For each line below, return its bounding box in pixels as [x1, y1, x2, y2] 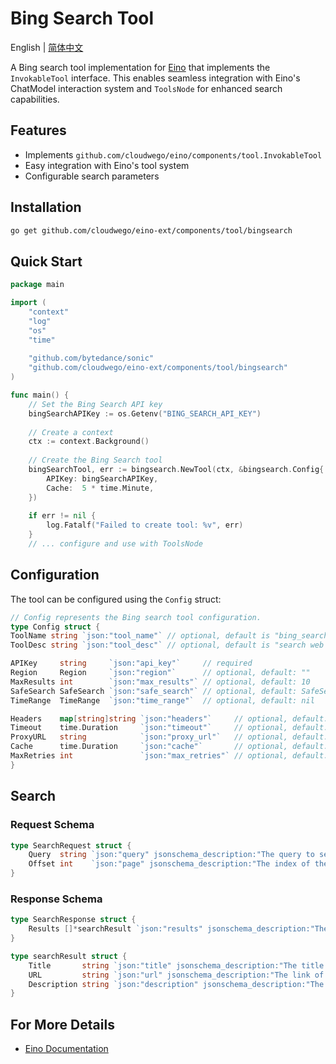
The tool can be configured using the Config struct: [10, 593, 222, 605]
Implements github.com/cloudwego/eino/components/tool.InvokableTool [24, 148, 323, 161]
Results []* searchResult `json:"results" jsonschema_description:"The [28, 924, 329, 934]
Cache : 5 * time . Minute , [46, 483, 155, 493]
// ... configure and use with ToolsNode [28, 539, 203, 549]
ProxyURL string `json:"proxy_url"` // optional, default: [10, 732, 329, 742]
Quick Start [10, 253, 83, 270]
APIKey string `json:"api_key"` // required [10, 658, 253, 669]
